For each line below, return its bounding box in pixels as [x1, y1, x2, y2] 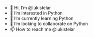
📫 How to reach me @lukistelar [9, 26, 76, 32]
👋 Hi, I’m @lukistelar [9, 5, 51, 10]
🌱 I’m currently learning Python [9, 15, 74, 21]
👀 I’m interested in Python [9, 10, 63, 16]
